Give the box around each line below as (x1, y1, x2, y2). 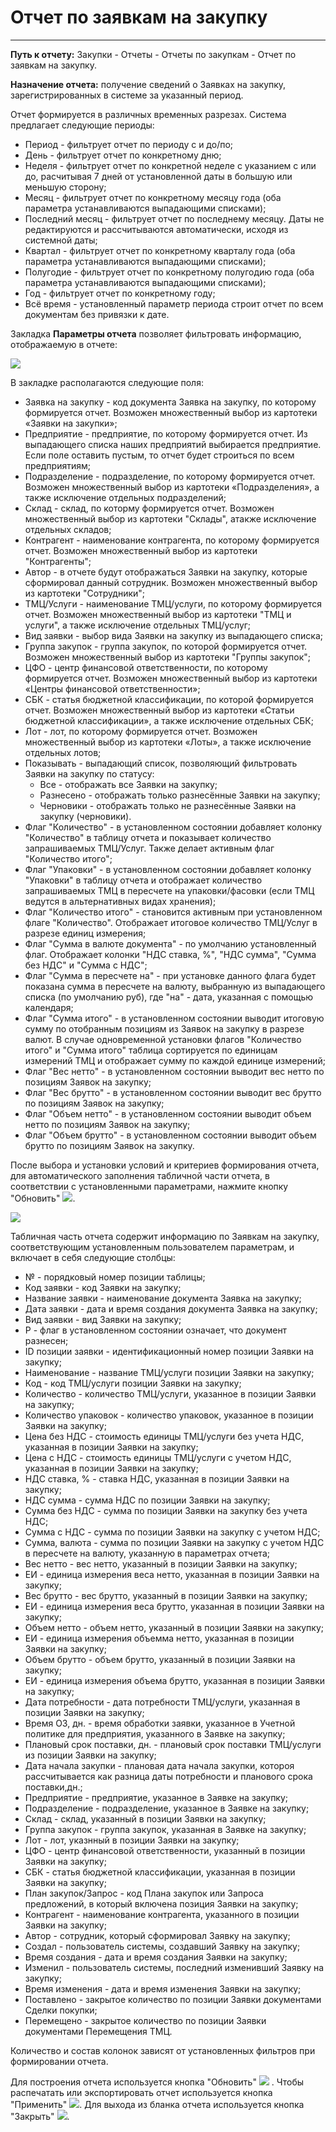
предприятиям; (24, 459, 91, 471)
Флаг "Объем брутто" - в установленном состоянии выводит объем (24, 1129, 317, 1141)
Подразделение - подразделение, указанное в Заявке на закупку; (24, 1802, 310, 1814)
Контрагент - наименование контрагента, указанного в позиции (24, 1908, 300, 1920)
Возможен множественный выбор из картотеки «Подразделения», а (24, 481, 320, 493)
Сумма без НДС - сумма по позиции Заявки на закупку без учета (24, 1504, 308, 1516)
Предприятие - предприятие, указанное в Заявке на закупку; (24, 1791, 289, 1803)
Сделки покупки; (24, 2004, 98, 2016)
